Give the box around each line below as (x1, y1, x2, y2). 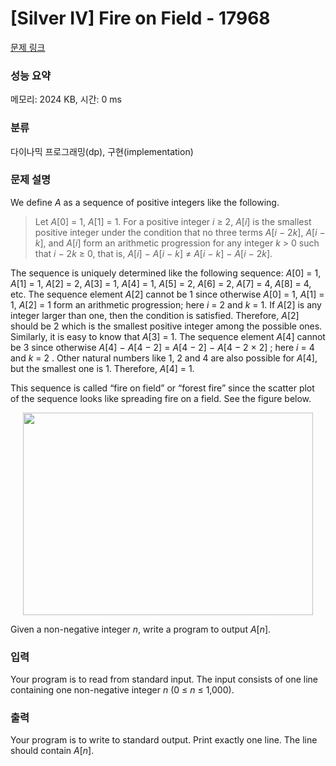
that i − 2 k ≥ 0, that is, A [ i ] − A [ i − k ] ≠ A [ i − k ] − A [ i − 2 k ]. (34, 247, 273, 259)
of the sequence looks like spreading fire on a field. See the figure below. (10, 392, 312, 404)
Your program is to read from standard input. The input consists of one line (10, 673, 319, 686)
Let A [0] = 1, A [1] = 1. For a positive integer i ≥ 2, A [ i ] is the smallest (34, 215, 312, 227)
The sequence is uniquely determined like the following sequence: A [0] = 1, (10, 267, 322, 279)
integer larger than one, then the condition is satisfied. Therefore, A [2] (10, 309, 300, 321)
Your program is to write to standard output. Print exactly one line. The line (10, 734, 318, 746)
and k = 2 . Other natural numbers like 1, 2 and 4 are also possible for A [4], (10, 352, 318, 364)
